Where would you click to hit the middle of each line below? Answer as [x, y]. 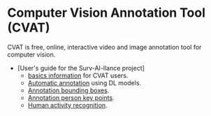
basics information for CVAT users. [78, 75]
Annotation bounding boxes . [68, 90]
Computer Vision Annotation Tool [107, 13]
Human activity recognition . [67, 105]
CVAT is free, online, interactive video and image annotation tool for [104, 47]
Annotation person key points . [71, 97]
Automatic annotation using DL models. [85, 82]
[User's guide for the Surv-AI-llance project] [81, 68]
